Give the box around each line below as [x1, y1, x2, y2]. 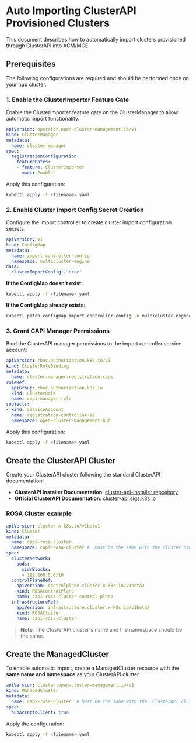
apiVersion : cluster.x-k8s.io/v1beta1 [6, 523, 100, 529]
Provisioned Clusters [6, 16, 110, 30]
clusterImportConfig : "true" [11, 269, 82, 275]
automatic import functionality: [6, 115, 80, 122]
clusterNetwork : [11, 556, 51, 561]
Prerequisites [6, 59, 56, 69]
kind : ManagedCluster [6, 688, 59, 694]
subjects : [6, 401, 30, 408]
